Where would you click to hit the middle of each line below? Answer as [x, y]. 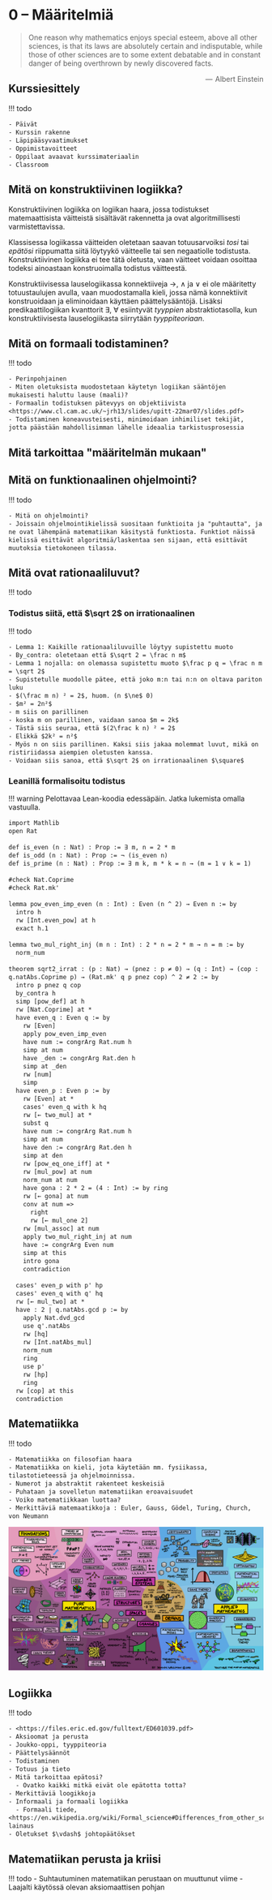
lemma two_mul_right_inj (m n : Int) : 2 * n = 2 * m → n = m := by [126, 944]
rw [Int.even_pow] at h [55, 920]
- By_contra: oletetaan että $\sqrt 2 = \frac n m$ [97, 655]
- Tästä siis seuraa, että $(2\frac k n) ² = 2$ [92, 728]
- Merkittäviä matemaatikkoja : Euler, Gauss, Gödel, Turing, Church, [130, 1508]
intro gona [41, 1261]
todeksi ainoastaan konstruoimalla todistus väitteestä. [98, 268]
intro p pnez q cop [49, 985]
